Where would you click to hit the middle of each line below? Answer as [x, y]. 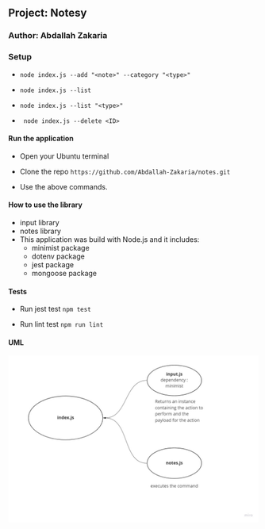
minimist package [60, 248]
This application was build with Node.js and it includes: [109, 240]
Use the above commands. [63, 186]
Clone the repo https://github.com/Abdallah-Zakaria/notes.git [125, 171]
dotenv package [58, 256]
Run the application [41, 139]
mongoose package [64, 274]
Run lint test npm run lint [61, 324]
